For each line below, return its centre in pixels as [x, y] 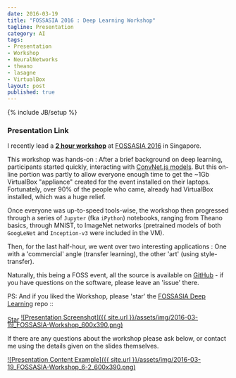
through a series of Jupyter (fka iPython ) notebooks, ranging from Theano [115, 218]
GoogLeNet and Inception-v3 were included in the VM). [86, 233]
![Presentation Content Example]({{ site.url [69, 360]
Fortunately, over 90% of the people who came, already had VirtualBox [110, 189]
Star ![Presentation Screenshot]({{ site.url [68, 319]
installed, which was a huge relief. [56, 197]
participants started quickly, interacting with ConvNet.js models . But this [112, 167]
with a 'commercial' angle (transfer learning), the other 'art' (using [103, 254]
